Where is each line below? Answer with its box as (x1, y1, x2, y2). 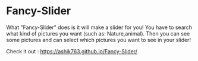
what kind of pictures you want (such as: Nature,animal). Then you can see (6, 30, 190, 37)
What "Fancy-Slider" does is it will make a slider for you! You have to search (6, 24, 192, 31)
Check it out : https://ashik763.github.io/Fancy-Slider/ (6, 47, 138, 54)
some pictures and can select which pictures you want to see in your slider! (6, 36, 191, 43)
